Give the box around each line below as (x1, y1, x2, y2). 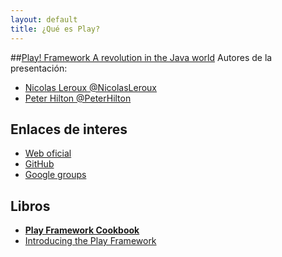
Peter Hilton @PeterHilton (24, 92, 132, 104)
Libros (10, 197, 51, 215)
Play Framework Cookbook (24, 224, 140, 236)
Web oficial (24, 147, 72, 160)
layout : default (10, 14, 78, 25)
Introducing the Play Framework (24, 235, 157, 247)
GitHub (24, 158, 55, 170)
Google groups (24, 169, 87, 181)
